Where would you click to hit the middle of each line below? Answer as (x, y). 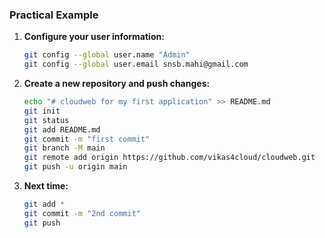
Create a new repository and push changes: (117, 84)
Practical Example (54, 15)
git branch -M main (64, 148)
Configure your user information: (94, 37)
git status (46, 120)
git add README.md (62, 129)
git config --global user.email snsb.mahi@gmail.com (136, 64)
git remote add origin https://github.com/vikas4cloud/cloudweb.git (169, 158)
